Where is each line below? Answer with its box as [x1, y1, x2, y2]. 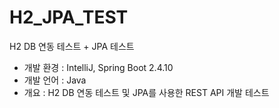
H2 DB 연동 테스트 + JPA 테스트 [9, 40, 135, 52]
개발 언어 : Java [23, 74, 87, 86]
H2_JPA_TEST [9, 6, 129, 29]
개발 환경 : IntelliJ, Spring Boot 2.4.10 [23, 61, 174, 73]
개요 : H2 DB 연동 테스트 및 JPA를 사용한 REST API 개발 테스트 [23, 86, 270, 98]
